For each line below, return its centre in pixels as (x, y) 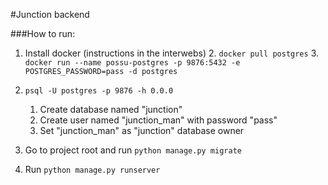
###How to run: (43, 33)
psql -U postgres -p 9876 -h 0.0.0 (99, 91)
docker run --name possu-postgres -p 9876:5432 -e (132, 63)
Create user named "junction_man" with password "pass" (158, 120)
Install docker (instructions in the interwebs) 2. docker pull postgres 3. (171, 53)
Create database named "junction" (111, 109)
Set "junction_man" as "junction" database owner (142, 130)
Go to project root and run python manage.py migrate (133, 150)
